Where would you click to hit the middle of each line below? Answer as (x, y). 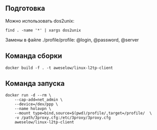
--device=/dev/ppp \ (36, 104)
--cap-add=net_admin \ (39, 100)
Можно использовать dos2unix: (40, 21)
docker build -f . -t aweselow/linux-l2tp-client (59, 68)
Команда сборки (34, 56)
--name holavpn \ (33, 109)
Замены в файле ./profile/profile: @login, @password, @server (72, 40)
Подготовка (25, 8)
